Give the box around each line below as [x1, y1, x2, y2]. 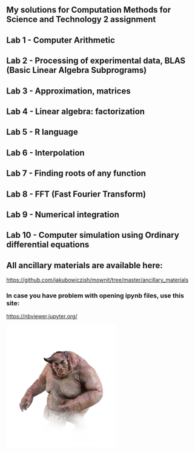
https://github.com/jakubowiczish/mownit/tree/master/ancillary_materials [6, 276, 189, 284]
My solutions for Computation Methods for [6, 5, 171, 15]
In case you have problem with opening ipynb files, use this [6, 291, 185, 300]
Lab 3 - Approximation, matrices [6, 86, 131, 96]
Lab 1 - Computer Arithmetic [6, 35, 115, 45]
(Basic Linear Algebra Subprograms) [6, 65, 147, 75]
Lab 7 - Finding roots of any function [6, 168, 147, 178]
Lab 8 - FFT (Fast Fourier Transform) [6, 189, 147, 199]
